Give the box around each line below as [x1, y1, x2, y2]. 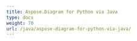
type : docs [6, 14, 34, 20]
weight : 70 [6, 20, 34, 26]
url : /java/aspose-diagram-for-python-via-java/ [6, 25, 132, 32]
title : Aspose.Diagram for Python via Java [6, 8, 118, 15]
